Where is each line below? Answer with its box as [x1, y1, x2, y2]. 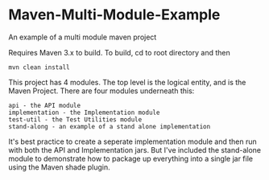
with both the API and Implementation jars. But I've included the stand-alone [8, 145, 262, 154]
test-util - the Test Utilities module [8, 115, 143, 124]
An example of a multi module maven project [8, 32, 157, 42]
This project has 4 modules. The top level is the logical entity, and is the [8, 77, 246, 87]
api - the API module [8, 101, 81, 109]
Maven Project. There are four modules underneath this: [8, 86, 195, 96]
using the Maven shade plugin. [8, 162, 110, 172]
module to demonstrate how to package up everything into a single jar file [8, 153, 254, 163]
